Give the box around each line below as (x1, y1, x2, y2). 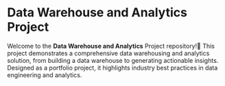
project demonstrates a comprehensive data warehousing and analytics (7, 49, 210, 57)
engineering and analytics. (7, 70, 82, 79)
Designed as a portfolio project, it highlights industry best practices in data (7, 63, 218, 72)
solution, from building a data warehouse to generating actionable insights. (7, 56, 219, 64)
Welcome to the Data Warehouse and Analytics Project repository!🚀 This (7, 42, 215, 50)
